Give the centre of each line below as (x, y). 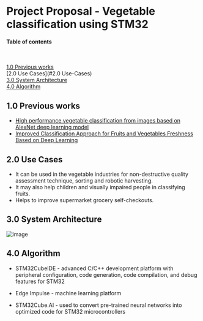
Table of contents (29, 42)
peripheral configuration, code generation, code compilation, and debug (106, 274)
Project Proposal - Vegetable (81, 11)
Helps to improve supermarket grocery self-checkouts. (84, 200)
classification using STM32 (77, 24)
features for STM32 (40, 281)
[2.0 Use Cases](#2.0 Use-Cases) (49, 74)
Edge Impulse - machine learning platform (68, 293)
